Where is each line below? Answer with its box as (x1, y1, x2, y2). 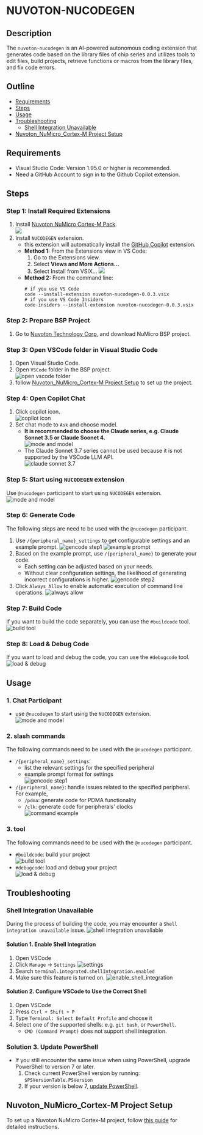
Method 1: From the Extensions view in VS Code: (24, 247, 148, 255)
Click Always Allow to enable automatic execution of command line (15, 582, 183, 589)
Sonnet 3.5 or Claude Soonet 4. (24, 434, 105, 441)
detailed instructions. (6, 1123, 59, 1130)
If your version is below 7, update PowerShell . (24, 1082, 139, 1090)
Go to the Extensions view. (33, 254, 101, 261)
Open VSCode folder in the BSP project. (15, 365, 112, 373)
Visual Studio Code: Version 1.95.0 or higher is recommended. (15, 164, 171, 171)
